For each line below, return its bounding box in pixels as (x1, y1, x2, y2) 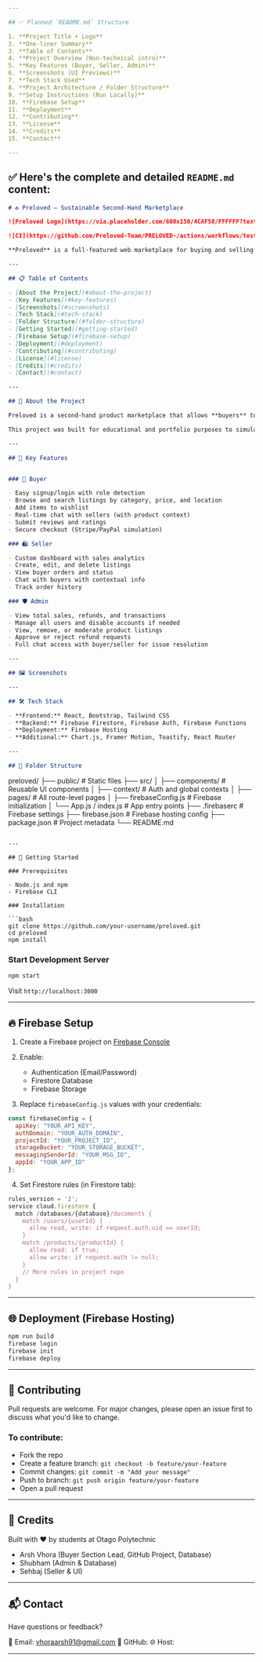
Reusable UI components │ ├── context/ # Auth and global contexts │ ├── (8, 784, 252, 794)
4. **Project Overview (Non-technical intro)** (8, 54, 167, 63)
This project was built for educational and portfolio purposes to (8, 426, 233, 433)
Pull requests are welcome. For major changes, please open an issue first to (8, 1404, 253, 1414)
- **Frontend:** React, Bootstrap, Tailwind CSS (8, 711, 170, 719)
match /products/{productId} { (22, 1239, 124, 1247)
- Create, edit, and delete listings (8, 561, 131, 569)
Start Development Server (8, 954, 110, 965)
